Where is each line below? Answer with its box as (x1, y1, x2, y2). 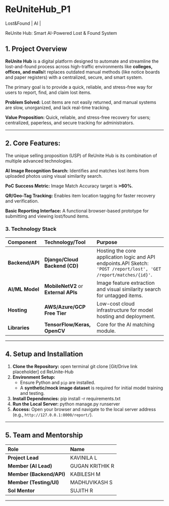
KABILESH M (70, 471, 101, 478)
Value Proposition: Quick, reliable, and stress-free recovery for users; (5, 114, 151, 120)
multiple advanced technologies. (5, 158, 73, 164)
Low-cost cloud (96, 300, 135, 307)
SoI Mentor (8, 487, 35, 494)
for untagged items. (96, 292, 143, 299)
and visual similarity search (96, 285, 161, 292)
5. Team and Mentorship (5, 431, 83, 440)
